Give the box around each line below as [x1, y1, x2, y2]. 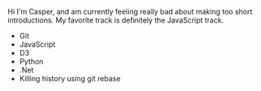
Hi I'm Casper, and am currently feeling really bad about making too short [7, 7, 253, 16]
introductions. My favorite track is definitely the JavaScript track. [7, 15, 225, 25]
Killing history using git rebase [19, 74, 121, 83]
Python [19, 56, 44, 66]
